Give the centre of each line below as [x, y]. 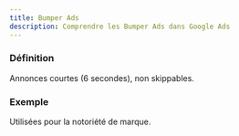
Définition [32, 58]
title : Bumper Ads [44, 18]
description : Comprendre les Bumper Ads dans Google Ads [120, 26]
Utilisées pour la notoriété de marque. [80, 122]
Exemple [29, 101]
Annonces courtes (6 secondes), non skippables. [102, 78]
